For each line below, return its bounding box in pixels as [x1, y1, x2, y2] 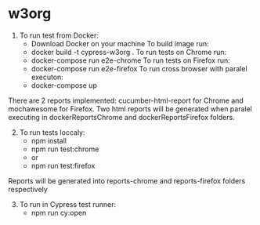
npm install [31, 136, 67, 145]
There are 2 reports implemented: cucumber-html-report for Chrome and [8, 96, 244, 105]
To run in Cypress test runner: [19, 199, 117, 209]
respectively [8, 184, 49, 194]
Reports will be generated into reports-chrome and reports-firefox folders [8, 176, 246, 185]
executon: [31, 72, 64, 82]
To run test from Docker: [19, 31, 99, 40]
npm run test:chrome [31, 144, 99, 154]
